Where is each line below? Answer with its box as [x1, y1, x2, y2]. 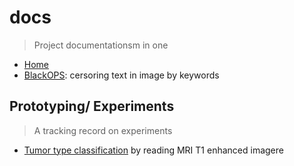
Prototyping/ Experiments [9, 98, 175, 115]
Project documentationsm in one [33, 39, 169, 51]
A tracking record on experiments [33, 124, 173, 136]
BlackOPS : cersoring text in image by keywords [23, 69, 220, 81]
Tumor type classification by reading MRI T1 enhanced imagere [23, 144, 284, 156]
